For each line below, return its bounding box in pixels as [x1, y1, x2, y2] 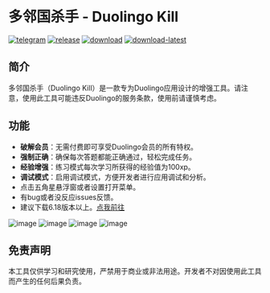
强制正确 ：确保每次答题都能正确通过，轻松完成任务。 [19, 151, 197, 162]
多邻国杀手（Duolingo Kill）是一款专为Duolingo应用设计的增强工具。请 [8, 83, 242, 93]
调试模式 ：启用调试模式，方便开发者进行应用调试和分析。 [19, 171, 211, 182]
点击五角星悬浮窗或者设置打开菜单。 [19, 182, 141, 192]
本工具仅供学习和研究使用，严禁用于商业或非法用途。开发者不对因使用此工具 [8, 266, 262, 276]
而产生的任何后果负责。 [8, 276, 86, 287]
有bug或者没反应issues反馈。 [19, 192, 118, 202]
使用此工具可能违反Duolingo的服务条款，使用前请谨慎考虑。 [22, 93, 221, 102]
